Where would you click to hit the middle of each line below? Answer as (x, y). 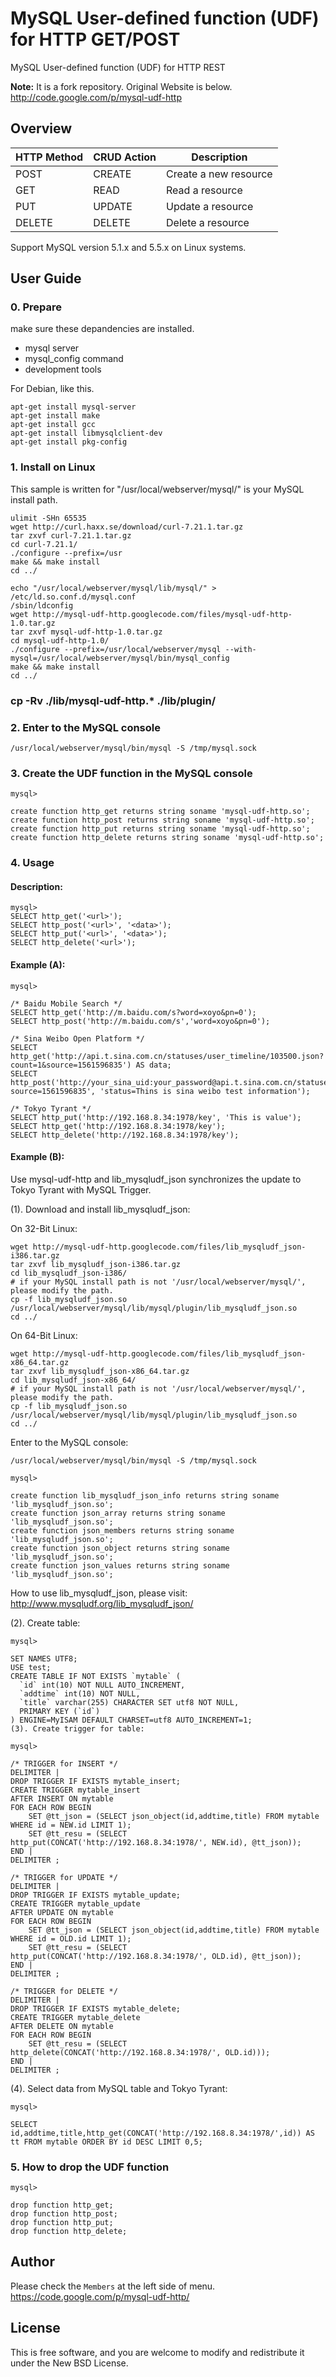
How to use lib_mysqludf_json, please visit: (99, 1593)
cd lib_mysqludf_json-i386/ (69, 1273)
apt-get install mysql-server (73, 407)
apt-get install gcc (53, 425)
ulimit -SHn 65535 (48, 518)
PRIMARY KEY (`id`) (60, 1711)
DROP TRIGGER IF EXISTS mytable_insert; (96, 1781)
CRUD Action (125, 157)
